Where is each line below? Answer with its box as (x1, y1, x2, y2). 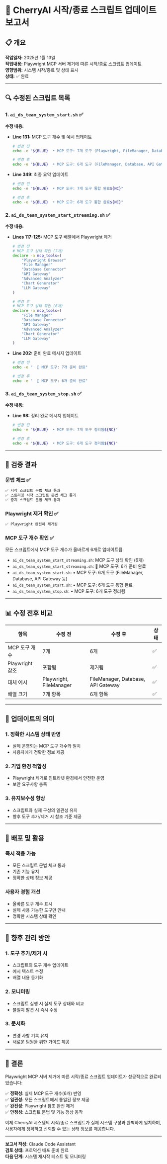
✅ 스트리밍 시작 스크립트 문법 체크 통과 (5, 493, 77, 498)
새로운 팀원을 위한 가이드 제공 (12, 1039, 70, 1045)
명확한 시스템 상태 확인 (12, 913, 57, 919)
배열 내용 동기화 (12, 975, 43, 981)
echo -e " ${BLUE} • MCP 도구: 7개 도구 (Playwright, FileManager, (12, 148, 150, 153)
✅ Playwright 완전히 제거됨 (5, 522, 58, 527)
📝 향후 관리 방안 (5, 933, 51, 942)
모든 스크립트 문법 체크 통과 (12, 862, 66, 868)
